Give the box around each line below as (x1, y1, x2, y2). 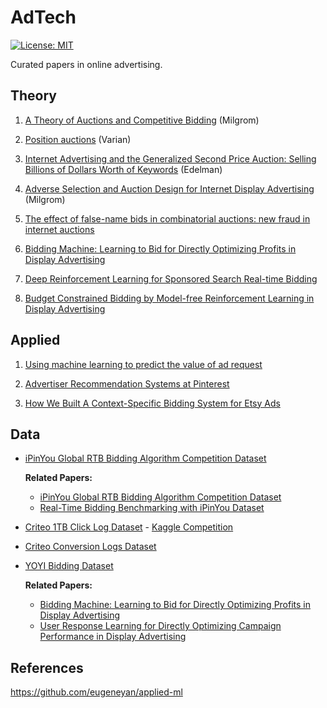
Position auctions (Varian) (24, 133, 132, 145)
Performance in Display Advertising (39, 631, 187, 643)
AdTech (10, 6, 77, 29)
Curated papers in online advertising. (10, 58, 163, 70)
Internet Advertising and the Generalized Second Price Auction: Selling (24, 152, 317, 165)
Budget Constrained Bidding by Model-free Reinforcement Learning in (24, 292, 315, 304)
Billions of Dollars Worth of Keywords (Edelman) (24, 163, 223, 175)
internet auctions (24, 223, 95, 235)
